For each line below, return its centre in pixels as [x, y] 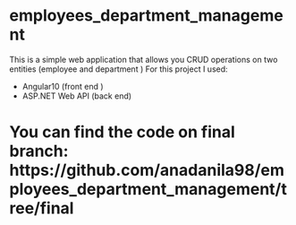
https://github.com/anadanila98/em [147, 170]
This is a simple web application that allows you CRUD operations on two [144, 59]
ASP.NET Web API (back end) [77, 96]
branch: [39, 151]
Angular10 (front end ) [63, 86]
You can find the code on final [122, 132]
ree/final [42, 208]
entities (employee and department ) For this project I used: [118, 69]
